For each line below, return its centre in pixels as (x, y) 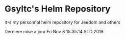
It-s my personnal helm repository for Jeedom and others (62, 22)
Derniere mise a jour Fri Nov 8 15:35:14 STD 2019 (54, 31)
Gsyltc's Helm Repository (58, 9)
